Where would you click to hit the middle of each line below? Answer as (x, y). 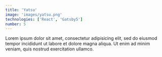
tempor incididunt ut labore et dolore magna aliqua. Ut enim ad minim (78, 44)
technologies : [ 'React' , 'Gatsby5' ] (44, 19)
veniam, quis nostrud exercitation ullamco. (50, 49)
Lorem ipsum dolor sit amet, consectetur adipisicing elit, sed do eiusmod (81, 38)
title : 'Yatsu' (21, 10)
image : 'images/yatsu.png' (34, 15)
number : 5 (16, 24)
